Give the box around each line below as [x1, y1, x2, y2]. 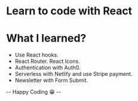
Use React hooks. [14, 51, 59, 59]
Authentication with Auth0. [14, 64, 81, 71]
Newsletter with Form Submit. [14, 76, 88, 84]
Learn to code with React [6, 4, 133, 18]
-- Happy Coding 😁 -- [6, 88, 62, 96]
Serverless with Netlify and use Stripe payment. [14, 71, 133, 78]
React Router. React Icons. [14, 58, 81, 65]
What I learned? [6, 32, 87, 45]
